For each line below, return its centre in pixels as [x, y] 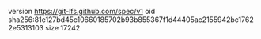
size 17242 [63, 28]
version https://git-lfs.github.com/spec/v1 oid [82, 11]
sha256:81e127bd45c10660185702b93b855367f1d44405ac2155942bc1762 [131, 19]
